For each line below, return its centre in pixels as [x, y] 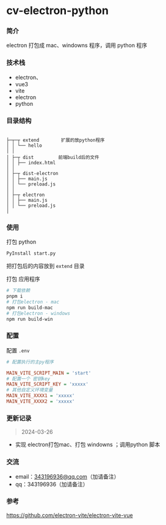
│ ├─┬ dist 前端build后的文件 [53, 158]
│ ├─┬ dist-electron [33, 174]
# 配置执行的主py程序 [30, 362]
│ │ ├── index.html [31, 163]
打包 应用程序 [23, 279]
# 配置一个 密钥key [28, 379]
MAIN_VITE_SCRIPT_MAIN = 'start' [49, 373]
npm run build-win [30, 319]
